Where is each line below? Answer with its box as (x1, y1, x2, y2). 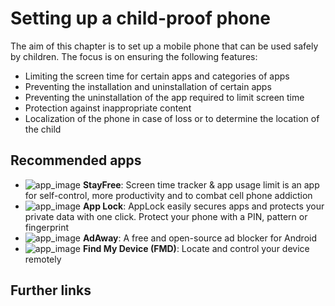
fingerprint (24, 221, 70, 233)
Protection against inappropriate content (24, 102, 192, 114)
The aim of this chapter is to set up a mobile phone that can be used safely (10, 40, 319, 52)
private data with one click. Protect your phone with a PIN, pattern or (24, 210, 308, 222)
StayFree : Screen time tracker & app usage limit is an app (82, 178, 320, 191)
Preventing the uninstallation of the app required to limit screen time (24, 91, 305, 103)
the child (24, 123, 62, 135)
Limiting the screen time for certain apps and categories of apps (24, 70, 290, 82)
